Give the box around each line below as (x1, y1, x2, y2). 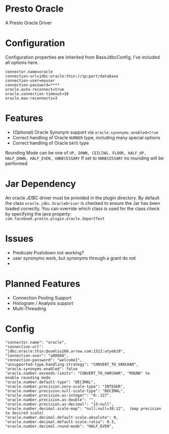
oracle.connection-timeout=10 (5, 91, 69, 96)
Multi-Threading (12, 305, 46, 311)
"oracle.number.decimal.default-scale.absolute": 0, (5, 415, 119, 420)
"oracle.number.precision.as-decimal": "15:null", (5, 402, 114, 407)
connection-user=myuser (5, 78, 55, 83)
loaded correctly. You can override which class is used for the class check (5, 205, 160, 211)
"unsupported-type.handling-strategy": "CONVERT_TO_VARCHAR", (5, 362, 139, 367)
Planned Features (5, 278, 81, 289)
